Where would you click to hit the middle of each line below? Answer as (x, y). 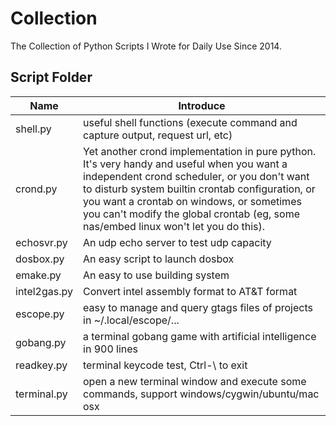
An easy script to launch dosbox (159, 259)
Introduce (202, 105)
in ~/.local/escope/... (131, 320)
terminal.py (41, 394)
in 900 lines (111, 349)
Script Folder (51, 77)
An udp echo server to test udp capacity (177, 242)
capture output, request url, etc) (158, 135)
